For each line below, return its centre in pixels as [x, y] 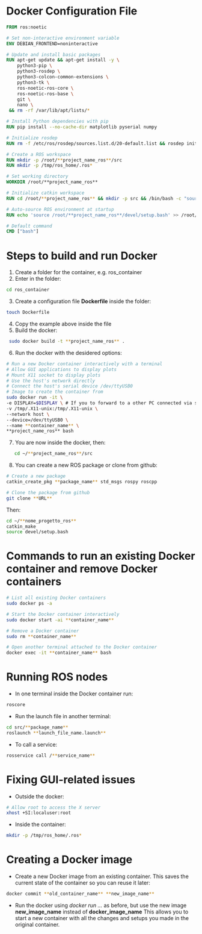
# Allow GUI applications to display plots [62, 369]
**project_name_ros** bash [40, 431]
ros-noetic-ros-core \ [45, 88]
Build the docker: [36, 330]
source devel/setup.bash [37, 532]
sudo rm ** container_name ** [41, 636]
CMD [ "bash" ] [23, 231]
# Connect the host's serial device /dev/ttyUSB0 [70, 386]
